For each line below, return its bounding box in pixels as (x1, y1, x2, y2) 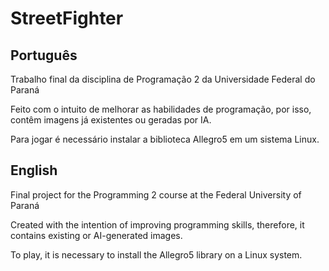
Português (10, 47, 78, 64)
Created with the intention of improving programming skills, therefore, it (10, 218, 305, 231)
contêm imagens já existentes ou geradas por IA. (10, 114, 212, 126)
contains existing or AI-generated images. (10, 229, 183, 241)
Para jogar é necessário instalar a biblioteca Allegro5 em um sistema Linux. (10, 133, 320, 145)
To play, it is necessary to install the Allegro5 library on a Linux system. (10, 248, 303, 261)
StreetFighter (10, 7, 124, 30)
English (10, 162, 58, 179)
